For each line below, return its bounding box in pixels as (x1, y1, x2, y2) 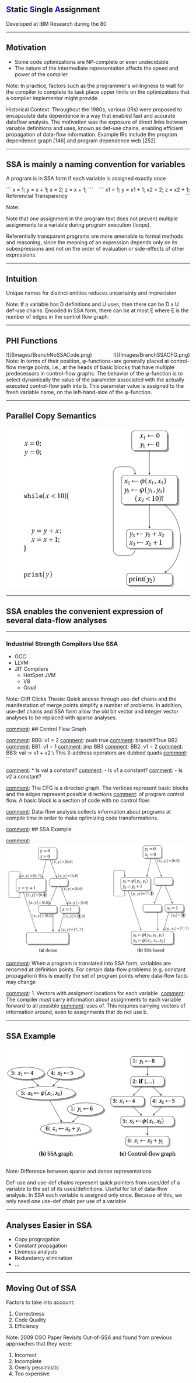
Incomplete (14, 1357, 42, 1364)
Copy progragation (14, 1236, 60, 1243)
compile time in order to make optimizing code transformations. (6, 814, 159, 822)
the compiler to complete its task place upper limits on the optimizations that (6, 88, 190, 95)
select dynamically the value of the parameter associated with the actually (6, 376, 185, 383)
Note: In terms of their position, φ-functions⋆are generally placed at (6, 357, 169, 365)
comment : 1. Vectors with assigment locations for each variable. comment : (6, 990, 185, 997)
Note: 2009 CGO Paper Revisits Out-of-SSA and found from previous (6, 1334, 172, 1341)
